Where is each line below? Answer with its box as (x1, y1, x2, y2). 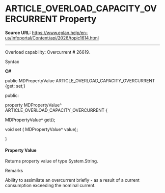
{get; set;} (5, 83, 26, 89)
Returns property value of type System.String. (5, 158, 98, 164)
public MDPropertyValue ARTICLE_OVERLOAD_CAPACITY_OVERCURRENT (5, 77, 156, 84)
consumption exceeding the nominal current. (5, 183, 96, 189)
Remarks (5, 168, 23, 174)
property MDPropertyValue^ (5, 102, 62, 108)
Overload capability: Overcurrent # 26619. (5, 49, 90, 55)
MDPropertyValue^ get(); (5, 117, 55, 123)
